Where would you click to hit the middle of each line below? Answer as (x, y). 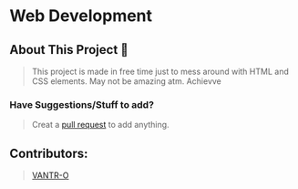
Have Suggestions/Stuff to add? (82, 104)
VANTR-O (50, 175)
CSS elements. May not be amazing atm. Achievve (126, 81)
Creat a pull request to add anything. (101, 125)
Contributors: (49, 153)
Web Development (81, 16)
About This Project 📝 (69, 50)
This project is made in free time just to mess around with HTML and (160, 71)
